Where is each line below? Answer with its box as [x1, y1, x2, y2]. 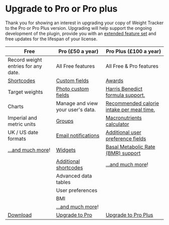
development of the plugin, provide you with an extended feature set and [5, 30, 156, 36]
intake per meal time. [105, 106, 155, 113]
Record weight [8, 56, 42, 63]
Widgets [56, 146, 76, 153]
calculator [105, 121, 129, 128]
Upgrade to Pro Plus [105, 211, 153, 218]
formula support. [105, 91, 145, 98]
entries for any [8, 63, 42, 70]
